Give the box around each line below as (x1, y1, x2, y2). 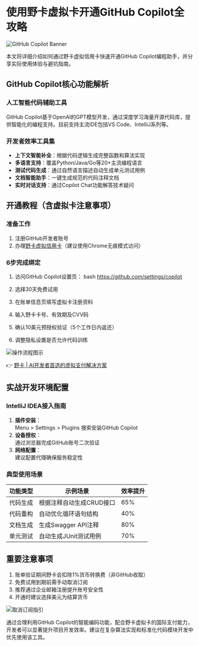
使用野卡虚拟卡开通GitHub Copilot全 (6, 5, 185, 19)
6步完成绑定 (6, 258, 41, 267)
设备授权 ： (14, 431, 42, 438)
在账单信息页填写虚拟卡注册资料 (14, 298, 93, 305)
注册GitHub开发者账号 (14, 235, 69, 242)
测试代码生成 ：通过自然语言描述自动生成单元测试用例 (14, 166, 146, 173)
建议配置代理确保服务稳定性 (14, 454, 83, 461)
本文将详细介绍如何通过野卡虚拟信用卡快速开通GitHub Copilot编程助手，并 (6, 52, 188, 60)
